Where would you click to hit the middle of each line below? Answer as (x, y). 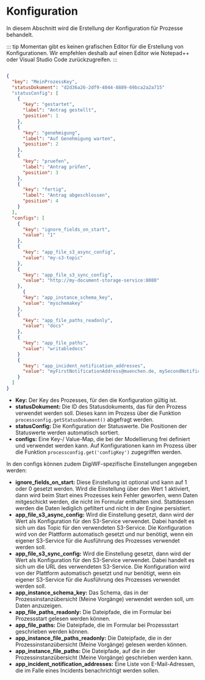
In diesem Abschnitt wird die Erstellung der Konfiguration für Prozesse (95, 28)
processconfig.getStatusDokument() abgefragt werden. (85, 419)
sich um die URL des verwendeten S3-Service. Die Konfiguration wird (103, 566)
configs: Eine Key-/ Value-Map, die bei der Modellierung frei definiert (103, 439)
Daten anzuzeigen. (39, 605)
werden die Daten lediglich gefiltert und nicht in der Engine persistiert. (103, 508)
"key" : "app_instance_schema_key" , (68, 298)
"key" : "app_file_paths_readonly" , (68, 320)
